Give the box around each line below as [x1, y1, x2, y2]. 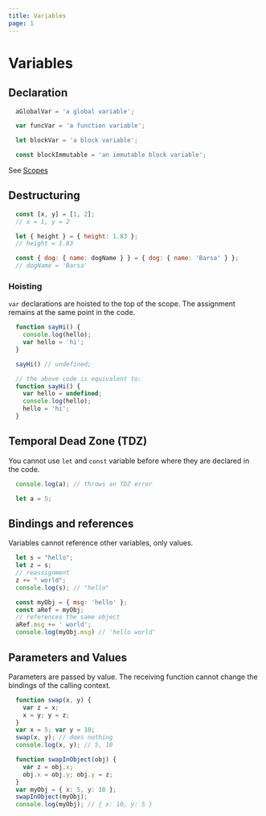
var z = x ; [23, 703, 59, 711]
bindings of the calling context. [8, 680, 111, 690]
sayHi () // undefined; [15, 360, 92, 368]
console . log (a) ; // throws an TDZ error [15, 480, 153, 488]
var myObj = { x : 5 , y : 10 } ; [15, 785, 117, 793]
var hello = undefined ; [23, 390, 103, 398]
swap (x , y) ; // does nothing [15, 734, 113, 742]
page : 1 [8, 19, 35, 27]
